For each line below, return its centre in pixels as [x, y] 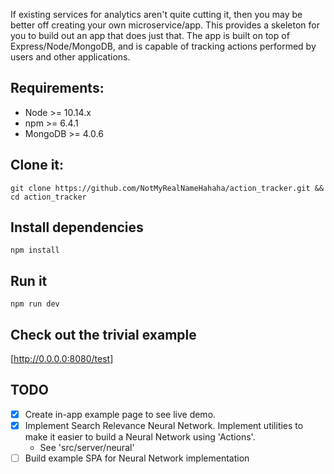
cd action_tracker [48, 197]
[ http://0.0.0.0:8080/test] [62, 359]
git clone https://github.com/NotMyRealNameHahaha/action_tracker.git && [167, 188]
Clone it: [37, 165]
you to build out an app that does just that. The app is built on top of [150, 35]
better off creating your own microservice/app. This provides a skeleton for [165, 25]
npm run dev [35, 304]
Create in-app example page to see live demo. [120, 414]
